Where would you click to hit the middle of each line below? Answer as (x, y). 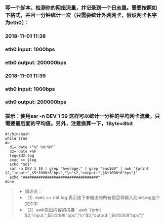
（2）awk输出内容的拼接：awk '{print (63, 210)
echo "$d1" (21, 164)
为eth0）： (17, 22)
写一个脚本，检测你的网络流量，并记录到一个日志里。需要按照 (79, 7)
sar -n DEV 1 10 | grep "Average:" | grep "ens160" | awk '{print (79, 168)
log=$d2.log (22, 156)
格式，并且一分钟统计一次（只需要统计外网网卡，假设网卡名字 (83, 15)
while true (16, 138)
